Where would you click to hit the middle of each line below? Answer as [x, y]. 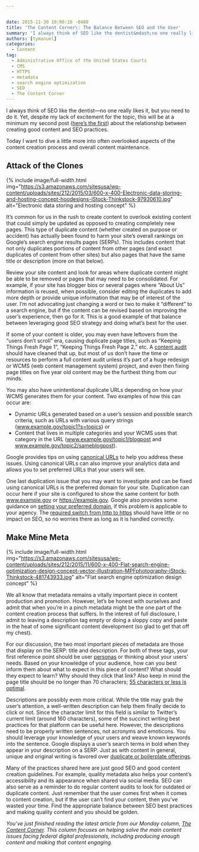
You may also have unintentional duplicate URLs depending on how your [94, 390]
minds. [14, 378]
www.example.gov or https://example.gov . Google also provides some [92, 500]
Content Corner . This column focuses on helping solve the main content [94, 829]
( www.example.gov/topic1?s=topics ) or [62, 426]
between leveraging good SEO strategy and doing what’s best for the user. [97, 323]
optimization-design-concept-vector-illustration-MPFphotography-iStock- [96, 570]
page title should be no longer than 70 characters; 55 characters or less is [96, 682]
